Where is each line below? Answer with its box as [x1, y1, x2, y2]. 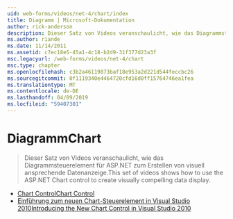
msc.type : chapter [7, 62, 60, 69]
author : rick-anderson [7, 23, 73, 30]
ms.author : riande [7, 36, 60, 43]
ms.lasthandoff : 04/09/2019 [7, 95, 89, 102]
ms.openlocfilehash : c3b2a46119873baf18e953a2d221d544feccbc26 [7, 68, 194, 75]
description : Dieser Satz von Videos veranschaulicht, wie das [7, 29, 194, 37]
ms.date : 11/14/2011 [7, 42, 67, 49]
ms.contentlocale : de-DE [7, 88, 79, 95]
